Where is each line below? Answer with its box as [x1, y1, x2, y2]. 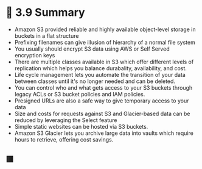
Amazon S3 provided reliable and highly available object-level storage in [14, 26, 196, 33]
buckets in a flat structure [14, 32, 79, 39]
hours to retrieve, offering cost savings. [14, 135, 114, 143]
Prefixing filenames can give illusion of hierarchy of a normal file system [14, 38, 195, 46]
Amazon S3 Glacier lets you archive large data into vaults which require [14, 129, 194, 137]
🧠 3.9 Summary [5, 5, 86, 20]
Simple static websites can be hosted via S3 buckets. [14, 123, 148, 130]
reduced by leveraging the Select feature [14, 116, 117, 124]
